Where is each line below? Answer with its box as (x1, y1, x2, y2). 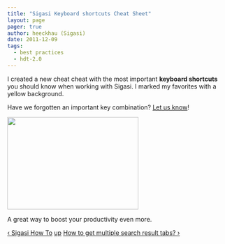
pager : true (7, 23, 42, 30)
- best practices (13, 49, 64, 56)
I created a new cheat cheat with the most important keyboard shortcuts (7, 75, 218, 83)
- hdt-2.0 (13, 56, 42, 63)
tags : (7, 43, 23, 49)
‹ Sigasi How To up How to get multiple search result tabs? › (7, 228, 180, 237)
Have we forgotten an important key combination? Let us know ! (7, 102, 190, 112)
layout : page (7, 17, 45, 24)
